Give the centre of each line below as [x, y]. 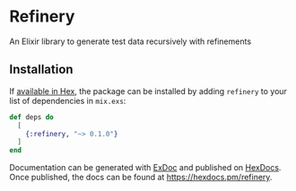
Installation [41, 69]
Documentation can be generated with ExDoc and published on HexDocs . [145, 168]
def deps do [31, 117]
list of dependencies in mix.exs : [68, 100]
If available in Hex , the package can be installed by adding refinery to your [148, 91]
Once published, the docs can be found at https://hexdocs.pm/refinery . [141, 178]
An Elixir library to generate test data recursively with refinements [131, 41]
